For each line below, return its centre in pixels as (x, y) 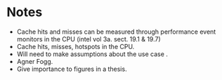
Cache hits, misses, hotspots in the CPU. (76, 46)
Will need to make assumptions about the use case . (92, 54)
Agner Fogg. (35, 61)
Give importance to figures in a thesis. (72, 69)
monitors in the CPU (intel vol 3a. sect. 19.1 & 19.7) (89, 39)
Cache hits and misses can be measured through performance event (116, 32)
